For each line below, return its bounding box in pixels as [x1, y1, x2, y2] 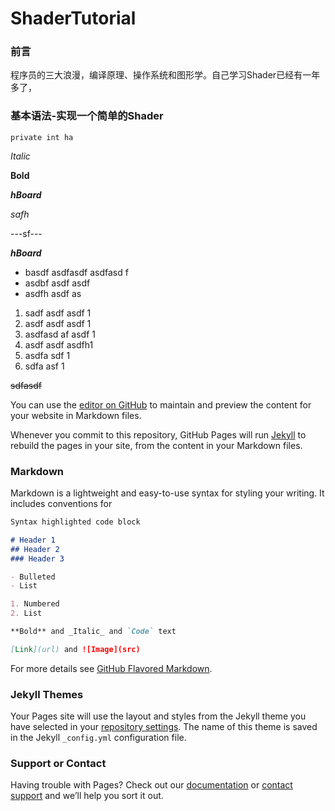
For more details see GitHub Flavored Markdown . [10, 662, 213, 674]
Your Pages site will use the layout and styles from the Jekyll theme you [10, 710, 307, 722]
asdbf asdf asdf [24, 277, 91, 289]
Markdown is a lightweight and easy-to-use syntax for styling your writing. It [10, 487, 325, 499]
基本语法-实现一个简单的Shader [10, 109, 164, 123]
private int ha [10, 132, 74, 142]
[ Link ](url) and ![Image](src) [10, 644, 141, 654]
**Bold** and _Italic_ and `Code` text [10, 627, 177, 637]
